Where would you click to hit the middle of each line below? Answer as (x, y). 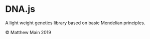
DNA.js (20, 9)
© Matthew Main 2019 (28, 32)
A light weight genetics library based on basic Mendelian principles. (75, 23)
